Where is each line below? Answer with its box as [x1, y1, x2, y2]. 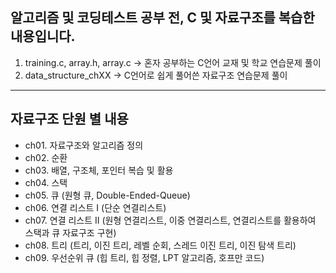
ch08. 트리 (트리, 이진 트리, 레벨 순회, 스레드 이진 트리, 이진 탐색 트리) [24, 239, 297, 251]
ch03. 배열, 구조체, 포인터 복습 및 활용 [24, 164, 174, 176]
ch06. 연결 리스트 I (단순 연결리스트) [24, 201, 167, 213]
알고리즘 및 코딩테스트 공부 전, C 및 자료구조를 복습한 [10, 9, 315, 27]
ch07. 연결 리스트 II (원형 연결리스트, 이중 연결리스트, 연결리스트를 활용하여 [24, 214, 317, 226]
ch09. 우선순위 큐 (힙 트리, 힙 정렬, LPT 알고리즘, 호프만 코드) [24, 251, 265, 263]
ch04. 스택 [24, 176, 68, 188]
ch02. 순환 [24, 151, 68, 163]
